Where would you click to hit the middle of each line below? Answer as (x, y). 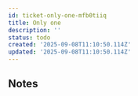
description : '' (34, 30)
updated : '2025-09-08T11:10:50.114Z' (70, 52)
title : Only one (34, 23)
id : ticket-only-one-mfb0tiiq (58, 15)
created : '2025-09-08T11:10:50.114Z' (70, 45)
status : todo (29, 37)
